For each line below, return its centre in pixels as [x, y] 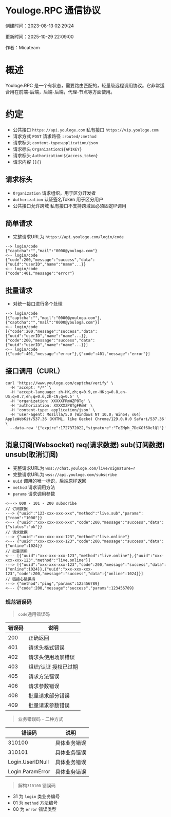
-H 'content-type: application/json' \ [53, 410]
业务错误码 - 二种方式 [41, 719]
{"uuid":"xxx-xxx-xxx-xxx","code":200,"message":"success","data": [90, 522]
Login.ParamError [29, 772]
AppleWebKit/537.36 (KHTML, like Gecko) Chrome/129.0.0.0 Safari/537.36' [86, 419]
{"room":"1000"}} [24, 518]
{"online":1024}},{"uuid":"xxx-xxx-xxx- [49, 569]
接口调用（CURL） [35, 371]
